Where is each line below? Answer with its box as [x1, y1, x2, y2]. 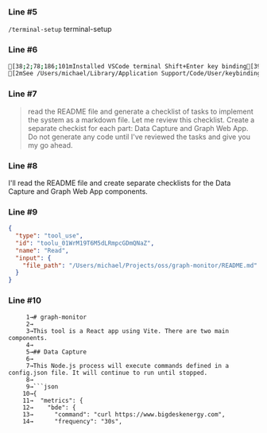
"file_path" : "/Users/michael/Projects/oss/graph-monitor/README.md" [22, 261, 258, 269]
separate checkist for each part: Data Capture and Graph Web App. [27, 123, 249, 133]
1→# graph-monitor [25, 313, 87, 321]
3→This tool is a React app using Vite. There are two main [25, 327, 229, 335]
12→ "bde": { [22, 404, 77, 412]
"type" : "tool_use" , [15, 232, 83, 240]
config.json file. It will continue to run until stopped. [8, 369, 208, 377]
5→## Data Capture [25, 348, 87, 356]
